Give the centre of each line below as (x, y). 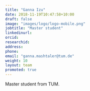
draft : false (19, 19)
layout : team (19, 65)
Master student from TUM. (32, 84)
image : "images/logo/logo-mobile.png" (45, 24)
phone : (12, 51)
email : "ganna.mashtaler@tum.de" (40, 56)
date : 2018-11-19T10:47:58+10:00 (40, 14)
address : (14, 47)
